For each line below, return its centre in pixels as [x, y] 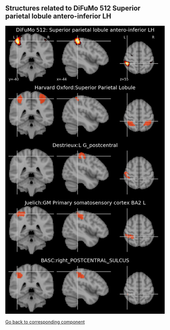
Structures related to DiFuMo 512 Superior [73, 8]
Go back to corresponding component [45, 322]
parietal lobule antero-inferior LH [58, 16]
